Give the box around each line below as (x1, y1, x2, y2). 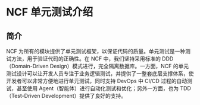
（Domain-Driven (6, 63, 49, 69)
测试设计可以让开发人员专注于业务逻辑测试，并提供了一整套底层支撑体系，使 (6, 70, 194, 77)
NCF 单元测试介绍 (6, 5, 93, 19)
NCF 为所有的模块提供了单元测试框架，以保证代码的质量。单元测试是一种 (6, 48, 186, 55)
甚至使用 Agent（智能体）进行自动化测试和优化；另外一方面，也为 (16, 85, 179, 92)
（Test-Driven (6, 93, 40, 99)
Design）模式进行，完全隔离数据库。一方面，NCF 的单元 (49, 63, 189, 69)
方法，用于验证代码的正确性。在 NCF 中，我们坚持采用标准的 (11, 55, 161, 62)
